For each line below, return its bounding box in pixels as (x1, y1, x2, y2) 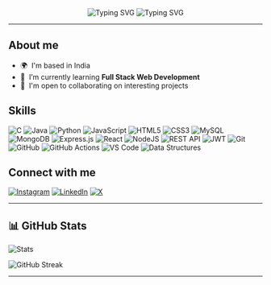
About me (8, 39, 59, 52)
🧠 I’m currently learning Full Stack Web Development (19, 72, 200, 81)
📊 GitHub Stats (8, 219, 87, 233)
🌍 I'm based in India (19, 60, 91, 70)
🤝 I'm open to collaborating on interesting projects (19, 81, 189, 90)
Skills (8, 104, 36, 118)
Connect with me (8, 166, 97, 180)
